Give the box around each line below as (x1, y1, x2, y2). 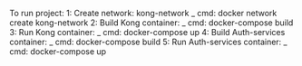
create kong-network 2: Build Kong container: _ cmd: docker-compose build (9, 17, 294, 28)
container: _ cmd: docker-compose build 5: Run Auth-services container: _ (9, 36, 287, 47)
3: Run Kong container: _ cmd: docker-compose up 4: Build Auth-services (9, 27, 286, 37)
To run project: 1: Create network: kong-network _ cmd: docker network (9, 8, 278, 18)
